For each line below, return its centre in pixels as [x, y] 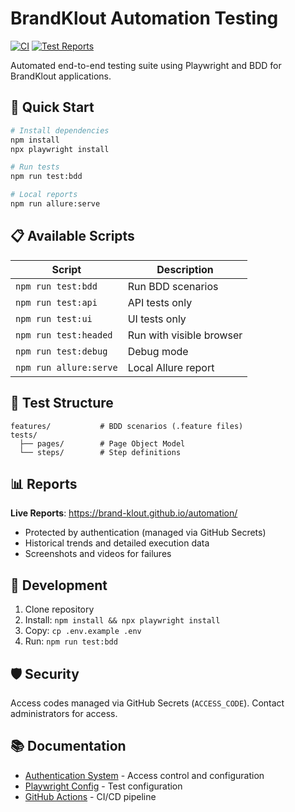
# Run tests [35, 167]
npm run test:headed [64, 335]
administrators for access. [64, 713]
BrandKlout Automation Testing [144, 18]
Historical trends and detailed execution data [117, 543]
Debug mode [158, 351]
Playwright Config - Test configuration [103, 786]
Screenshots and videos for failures [98, 554]
